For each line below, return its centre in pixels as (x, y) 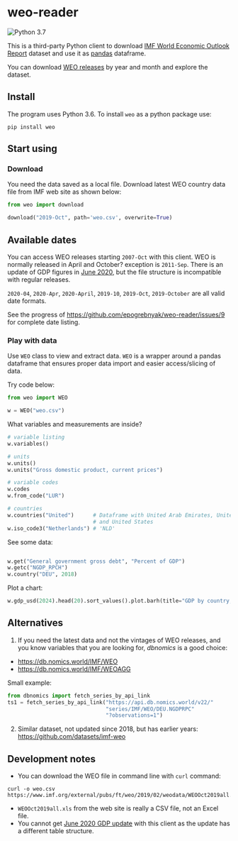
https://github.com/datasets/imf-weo (72, 737)
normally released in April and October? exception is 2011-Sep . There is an (115, 264)
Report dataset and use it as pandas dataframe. (77, 53)
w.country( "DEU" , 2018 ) (42, 575)
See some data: (30, 542)
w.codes (19, 489)
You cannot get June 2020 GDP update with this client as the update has (124, 823)
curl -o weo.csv (31, 789)
